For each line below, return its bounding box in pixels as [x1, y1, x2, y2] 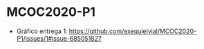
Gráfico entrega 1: [16, 27, 68, 35]
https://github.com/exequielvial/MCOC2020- [68, 27, 197, 35]
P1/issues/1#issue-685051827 [16, 34, 102, 42]
